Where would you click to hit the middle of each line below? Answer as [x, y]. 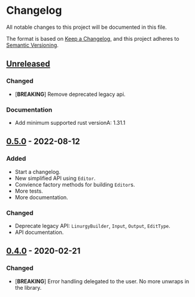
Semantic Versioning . [32, 45]
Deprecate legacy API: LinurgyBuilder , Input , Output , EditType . [92, 226]
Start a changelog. [38, 172]
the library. [28, 287]
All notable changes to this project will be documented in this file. [87, 27]
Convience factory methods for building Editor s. [75, 184]
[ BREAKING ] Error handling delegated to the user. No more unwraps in [102, 281]
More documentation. [42, 197]
